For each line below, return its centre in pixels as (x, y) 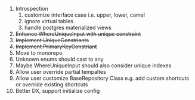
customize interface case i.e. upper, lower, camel (85, 15)
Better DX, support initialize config (58, 91)
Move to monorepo (39, 53)
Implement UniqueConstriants (52, 40)
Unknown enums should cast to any (59, 59)
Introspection (32, 9)
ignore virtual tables (49, 21)
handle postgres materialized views (68, 27)
